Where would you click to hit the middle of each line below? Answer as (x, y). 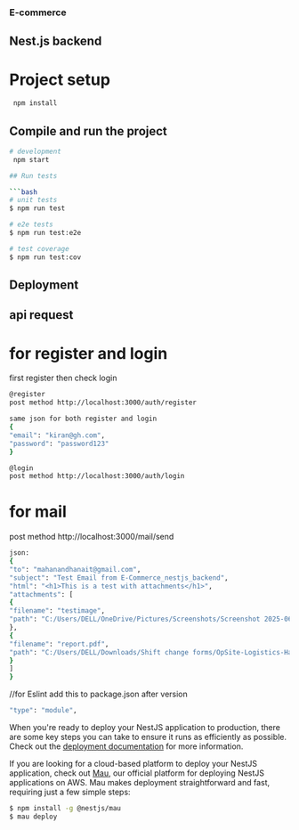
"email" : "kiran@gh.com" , (57, 435)
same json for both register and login (83, 419)
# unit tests (33, 200)
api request (41, 315)
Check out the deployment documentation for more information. (126, 746)
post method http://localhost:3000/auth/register (103, 403)
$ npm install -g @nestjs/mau (65, 809)
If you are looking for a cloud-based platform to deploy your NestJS (133, 764)
